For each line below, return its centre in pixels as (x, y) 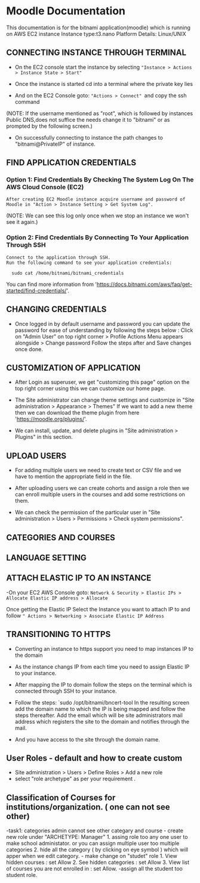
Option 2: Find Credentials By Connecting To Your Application (98, 238)
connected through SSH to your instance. (66, 691)
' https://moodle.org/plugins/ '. (51, 419)
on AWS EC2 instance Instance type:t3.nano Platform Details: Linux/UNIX (96, 33)
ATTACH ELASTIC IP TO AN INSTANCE (79, 578)
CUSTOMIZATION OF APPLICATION (73, 367)
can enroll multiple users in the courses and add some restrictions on (100, 494)
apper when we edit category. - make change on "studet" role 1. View (92, 856)
